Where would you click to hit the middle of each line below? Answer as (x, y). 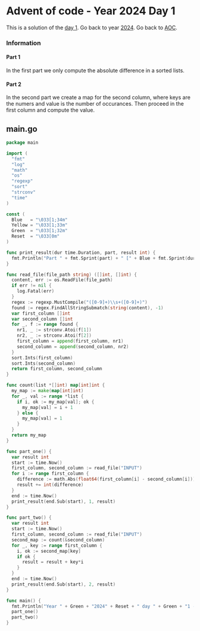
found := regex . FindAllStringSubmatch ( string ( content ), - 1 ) (87, 308)
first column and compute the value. (51, 110)
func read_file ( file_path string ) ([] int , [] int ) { (71, 275)
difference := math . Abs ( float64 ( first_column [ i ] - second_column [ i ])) (106, 479)
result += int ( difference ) (50, 485)
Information (24, 43)
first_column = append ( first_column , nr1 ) (70, 341)
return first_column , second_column (57, 369)
